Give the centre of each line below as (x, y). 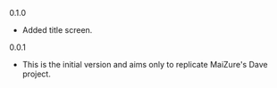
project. (36, 74)
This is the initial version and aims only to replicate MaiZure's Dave (145, 64)
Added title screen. (57, 30)
